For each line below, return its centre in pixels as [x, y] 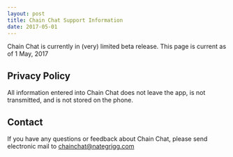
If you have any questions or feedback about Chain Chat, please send [107, 139]
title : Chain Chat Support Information [65, 20]
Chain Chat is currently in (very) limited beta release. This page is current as [117, 47]
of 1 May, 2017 [28, 54]
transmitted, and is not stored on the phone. [70, 100]
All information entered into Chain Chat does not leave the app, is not [106, 93]
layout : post [26, 14]
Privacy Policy [39, 76]
